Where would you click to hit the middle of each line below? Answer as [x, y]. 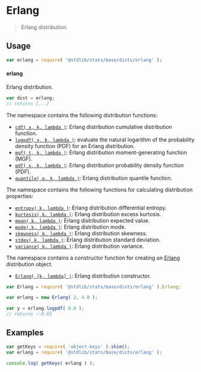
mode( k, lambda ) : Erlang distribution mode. [70, 227]
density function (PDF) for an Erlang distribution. [75, 146]
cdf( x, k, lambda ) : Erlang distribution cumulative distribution [93, 126]
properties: [20, 196]
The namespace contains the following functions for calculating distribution [100, 190]
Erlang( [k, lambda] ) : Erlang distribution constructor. [83, 276]
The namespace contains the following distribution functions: [82, 115]
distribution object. [29, 264]
